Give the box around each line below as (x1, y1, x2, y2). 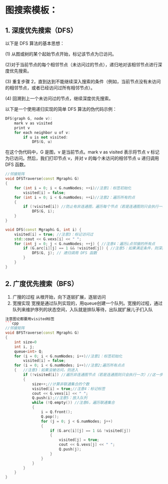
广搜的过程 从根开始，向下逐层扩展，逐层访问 (12, 294, 106, 300)
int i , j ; (14, 344, 35, 349)
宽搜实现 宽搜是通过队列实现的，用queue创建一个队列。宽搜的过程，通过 (12, 300, 163, 306)
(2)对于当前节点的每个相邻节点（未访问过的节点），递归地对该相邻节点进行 (5, 62, 158, 68)
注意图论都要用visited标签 (5, 316, 55, 321)
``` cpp (5, 321, 19, 326)
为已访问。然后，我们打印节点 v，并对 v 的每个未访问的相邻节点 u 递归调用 (5, 155, 159, 161)
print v (14, 125, 30, 130)
